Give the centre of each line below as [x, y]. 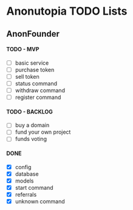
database [27, 174]
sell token [27, 76]
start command [34, 187]
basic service [32, 63]
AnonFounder [33, 34]
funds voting [31, 139]
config [23, 167]
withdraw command [40, 90]
